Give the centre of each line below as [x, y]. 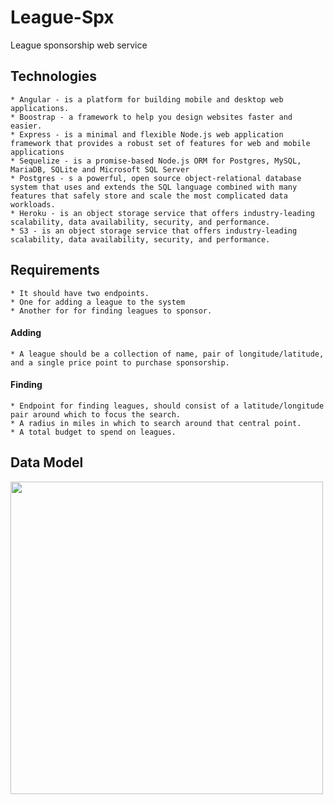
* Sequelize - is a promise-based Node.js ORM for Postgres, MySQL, [156, 161]
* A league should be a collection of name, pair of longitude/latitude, [167, 354]
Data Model [47, 462]
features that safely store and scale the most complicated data [149, 196]
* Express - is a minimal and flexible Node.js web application [147, 134]
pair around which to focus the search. [96, 414]
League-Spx [62, 17]
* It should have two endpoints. [80, 293]
